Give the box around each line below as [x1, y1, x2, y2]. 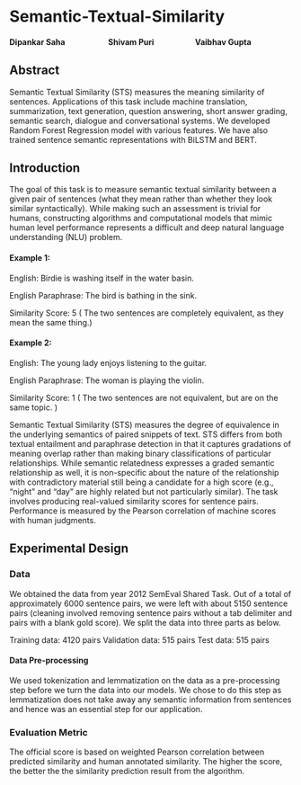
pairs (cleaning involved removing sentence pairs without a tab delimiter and [9, 607, 293, 618]
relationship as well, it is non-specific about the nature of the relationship [9, 467, 279, 477]
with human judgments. [9, 514, 96, 525]
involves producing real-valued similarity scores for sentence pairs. [9, 495, 259, 506]
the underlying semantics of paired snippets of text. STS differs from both [9, 429, 283, 440]
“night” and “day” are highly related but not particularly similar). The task [9, 486, 279, 496]
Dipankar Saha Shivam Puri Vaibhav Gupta [9, 36, 252, 47]
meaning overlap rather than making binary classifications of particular [9, 448, 271, 459]
